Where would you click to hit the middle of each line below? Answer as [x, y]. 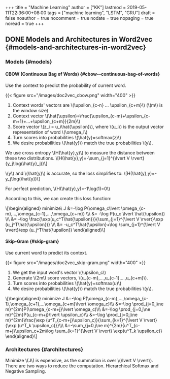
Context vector [28, 116]
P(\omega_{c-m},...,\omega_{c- [116, 298]
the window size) [30, 110]
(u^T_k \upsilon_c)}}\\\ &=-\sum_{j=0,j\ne [60, 325]
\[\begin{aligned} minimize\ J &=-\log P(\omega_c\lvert [63, 208]
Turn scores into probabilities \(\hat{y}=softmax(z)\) [67, 137]
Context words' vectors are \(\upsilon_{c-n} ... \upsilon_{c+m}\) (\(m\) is [88, 105]
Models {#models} [29, 62]
